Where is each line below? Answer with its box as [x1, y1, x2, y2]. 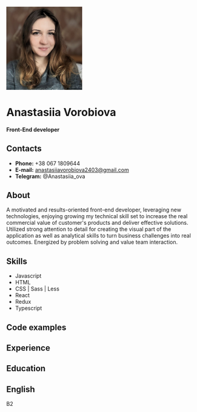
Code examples [6, 322, 67, 332]
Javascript [15, 272, 42, 280]
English [6, 384, 35, 394]
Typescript [15, 304, 42, 312]
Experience [6, 343, 50, 353]
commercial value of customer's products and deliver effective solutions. [6, 219, 189, 227]
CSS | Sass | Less [15, 285, 59, 292]
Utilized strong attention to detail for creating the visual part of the [6, 225, 172, 233]
